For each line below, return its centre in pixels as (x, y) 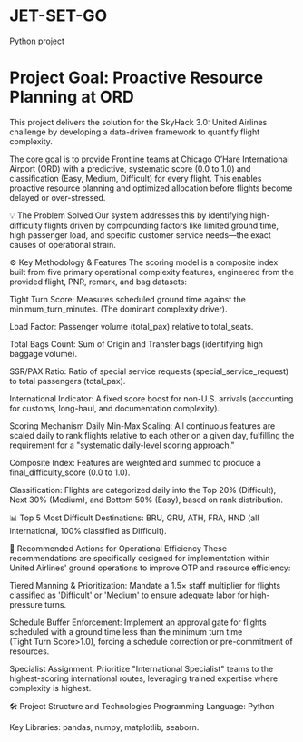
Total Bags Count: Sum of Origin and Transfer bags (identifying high (137, 344)
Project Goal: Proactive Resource (137, 78)
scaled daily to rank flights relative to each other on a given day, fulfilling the (152, 435)
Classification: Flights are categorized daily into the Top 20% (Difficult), (143, 490)
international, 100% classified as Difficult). (88, 530)
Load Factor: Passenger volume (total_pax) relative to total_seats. (132, 326)
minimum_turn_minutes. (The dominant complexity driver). (118, 309)
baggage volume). (44, 353)
